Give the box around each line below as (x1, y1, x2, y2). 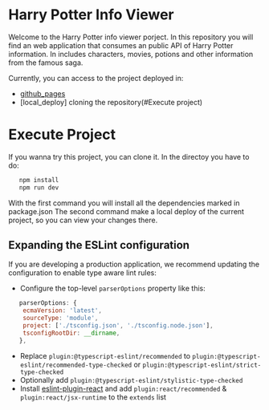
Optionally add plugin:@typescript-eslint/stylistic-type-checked (19, 375, 243, 384)
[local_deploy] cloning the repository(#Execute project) (19, 97, 203, 107)
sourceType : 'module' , (22, 315, 99, 323)
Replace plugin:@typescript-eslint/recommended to (19, 351, 191, 360)
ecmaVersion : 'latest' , (22, 306, 103, 315)
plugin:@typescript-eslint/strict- (142, 361, 262, 369)
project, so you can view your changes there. (8, 215, 158, 225)
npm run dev (18, 183, 59, 192)
